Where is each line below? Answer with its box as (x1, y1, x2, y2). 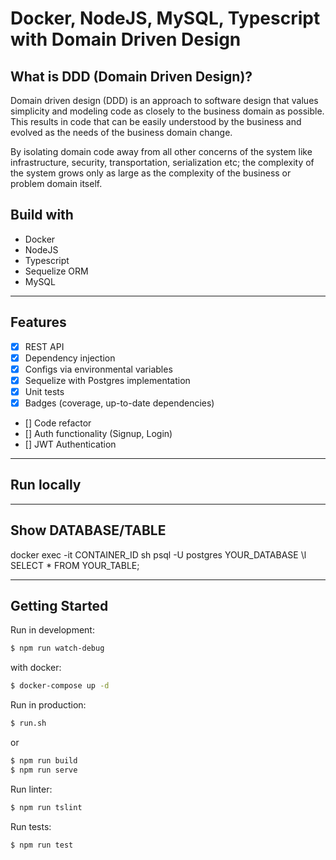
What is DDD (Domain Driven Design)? (10, 68, 253, 85)
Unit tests (24, 385, 65, 397)
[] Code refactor (24, 417, 92, 429)
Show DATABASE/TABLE (10, 522, 167, 539)
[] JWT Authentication (24, 438, 117, 450)
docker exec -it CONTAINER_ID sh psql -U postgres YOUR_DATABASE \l (10, 548, 307, 561)
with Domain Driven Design (10, 28, 242, 51)
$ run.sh (10, 718, 47, 729)
